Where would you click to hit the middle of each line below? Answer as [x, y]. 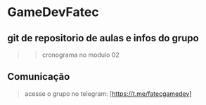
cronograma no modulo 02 [81, 55]
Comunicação [39, 77]
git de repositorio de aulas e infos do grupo [103, 38]
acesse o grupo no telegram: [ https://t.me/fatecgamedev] [108, 93]
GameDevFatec [53, 12]
